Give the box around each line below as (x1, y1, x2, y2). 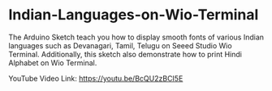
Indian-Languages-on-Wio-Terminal (8, 6, 259, 24)
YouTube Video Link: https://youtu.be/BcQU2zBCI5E (8, 73, 183, 83)
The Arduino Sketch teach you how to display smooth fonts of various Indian (8, 32, 265, 42)
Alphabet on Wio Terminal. (8, 58, 97, 68)
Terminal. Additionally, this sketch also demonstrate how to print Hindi (8, 49, 242, 59)
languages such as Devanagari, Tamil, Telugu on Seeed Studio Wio (8, 40, 233, 50)
